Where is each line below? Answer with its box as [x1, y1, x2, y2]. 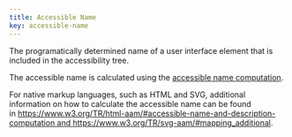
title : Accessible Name [9, 12, 97, 22]
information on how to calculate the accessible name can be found [9, 98, 251, 109]
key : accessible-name [9, 21, 89, 30]
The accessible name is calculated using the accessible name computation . [9, 72, 284, 82]
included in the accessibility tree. [9, 55, 130, 65]
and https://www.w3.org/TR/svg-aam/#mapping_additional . [56, 117, 273, 128]
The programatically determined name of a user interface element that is [9, 45, 273, 56]
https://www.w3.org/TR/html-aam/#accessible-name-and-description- [17, 108, 276, 118]
